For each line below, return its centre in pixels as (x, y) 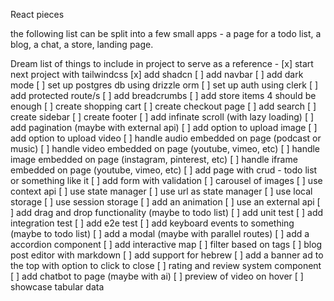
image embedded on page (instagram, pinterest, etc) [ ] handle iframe (154, 159)
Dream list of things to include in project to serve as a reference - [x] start (162, 63)
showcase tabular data (57, 287)
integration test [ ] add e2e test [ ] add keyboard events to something (152, 223)
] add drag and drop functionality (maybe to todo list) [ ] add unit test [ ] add (167, 212)
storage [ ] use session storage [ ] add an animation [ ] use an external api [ (165, 202)
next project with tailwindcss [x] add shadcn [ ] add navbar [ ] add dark (157, 74)
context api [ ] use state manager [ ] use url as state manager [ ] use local (161, 191)
